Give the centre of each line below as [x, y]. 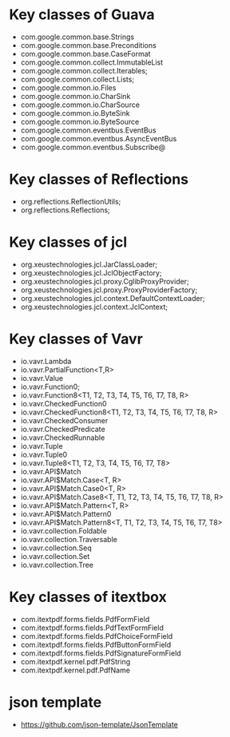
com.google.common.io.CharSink [75, 96]
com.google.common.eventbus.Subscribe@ [93, 147]
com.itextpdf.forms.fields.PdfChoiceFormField [97, 636]
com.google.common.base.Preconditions [88, 45]
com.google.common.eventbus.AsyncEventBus [99, 138]
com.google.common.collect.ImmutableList [92, 62]
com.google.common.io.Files [68, 87]
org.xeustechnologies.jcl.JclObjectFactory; [91, 272]
